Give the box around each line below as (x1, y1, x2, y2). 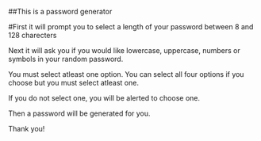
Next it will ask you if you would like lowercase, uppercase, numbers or (8, 46, 240, 55)
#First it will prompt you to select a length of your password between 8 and (8, 22, 254, 31)
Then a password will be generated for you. (8, 109, 151, 118)
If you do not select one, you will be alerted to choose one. (8, 93, 201, 102)
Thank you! (8, 124, 45, 133)
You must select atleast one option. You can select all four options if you (8, 70, 244, 78)
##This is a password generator (8, 7, 113, 16)
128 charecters (8, 31, 57, 40)
